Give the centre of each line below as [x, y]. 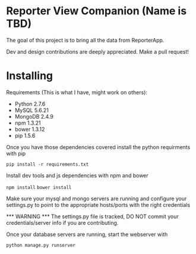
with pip [16, 153]
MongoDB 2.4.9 [34, 116]
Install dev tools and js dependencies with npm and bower [77, 175]
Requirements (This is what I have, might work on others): [77, 92]
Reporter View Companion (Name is [97, 11]
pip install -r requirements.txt [48, 164]
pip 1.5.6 [25, 135]
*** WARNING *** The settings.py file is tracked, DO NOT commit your [93, 216]
